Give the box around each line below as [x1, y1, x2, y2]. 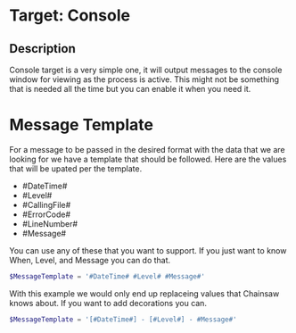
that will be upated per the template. [9, 162, 143, 174]
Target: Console [9, 5, 131, 26]
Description [9, 41, 76, 56]
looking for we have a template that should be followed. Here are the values [9, 154, 287, 164]
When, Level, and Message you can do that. [9, 254, 171, 265]
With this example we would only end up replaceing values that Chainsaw [9, 287, 280, 299]
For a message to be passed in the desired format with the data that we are [9, 144, 285, 154]
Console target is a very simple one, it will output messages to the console [9, 64, 283, 75]
